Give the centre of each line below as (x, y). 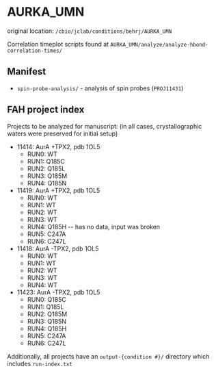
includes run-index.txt (40, 363)
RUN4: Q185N (47, 183)
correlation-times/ (35, 51)
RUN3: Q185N (47, 321)
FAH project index (46, 110)
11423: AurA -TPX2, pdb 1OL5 (58, 292)
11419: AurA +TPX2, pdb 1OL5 (58, 190)
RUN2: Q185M (47, 314)
